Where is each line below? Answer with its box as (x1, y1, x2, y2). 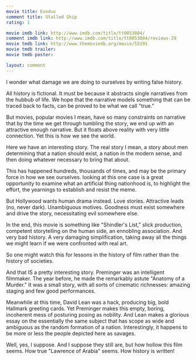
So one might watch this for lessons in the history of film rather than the (6, 251, 180, 258)
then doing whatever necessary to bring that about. (6, 156, 130, 163)
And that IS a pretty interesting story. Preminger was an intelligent (6, 269, 165, 276)
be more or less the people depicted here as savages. (6, 330, 136, 337)
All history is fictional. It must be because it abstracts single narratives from (6, 90, 188, 97)
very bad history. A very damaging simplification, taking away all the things (6, 234, 187, 241)
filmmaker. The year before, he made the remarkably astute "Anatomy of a (6, 275, 185, 282)
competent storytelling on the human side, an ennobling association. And (6, 227, 183, 234)
